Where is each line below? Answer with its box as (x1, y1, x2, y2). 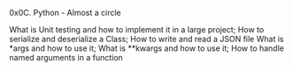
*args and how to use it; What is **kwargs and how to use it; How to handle (9, 43, 285, 53)
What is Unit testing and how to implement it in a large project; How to (9, 25, 265, 34)
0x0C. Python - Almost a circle (9, 8, 121, 18)
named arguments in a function (9, 53, 124, 62)
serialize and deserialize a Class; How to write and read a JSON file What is (9, 34, 284, 44)
